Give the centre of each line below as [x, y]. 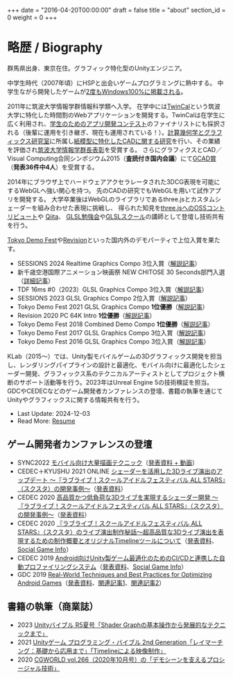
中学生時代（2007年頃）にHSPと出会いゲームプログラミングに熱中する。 [112, 83]
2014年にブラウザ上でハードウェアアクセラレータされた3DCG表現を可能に [114, 182]
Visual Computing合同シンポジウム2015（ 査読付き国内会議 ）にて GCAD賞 [112, 158]
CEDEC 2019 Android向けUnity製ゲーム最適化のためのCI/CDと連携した [118, 558]
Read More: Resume [46, 421]
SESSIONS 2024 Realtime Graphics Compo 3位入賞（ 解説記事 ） [109, 263]
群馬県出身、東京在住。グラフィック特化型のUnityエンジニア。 [96, 68]
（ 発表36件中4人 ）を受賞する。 [53, 167]
